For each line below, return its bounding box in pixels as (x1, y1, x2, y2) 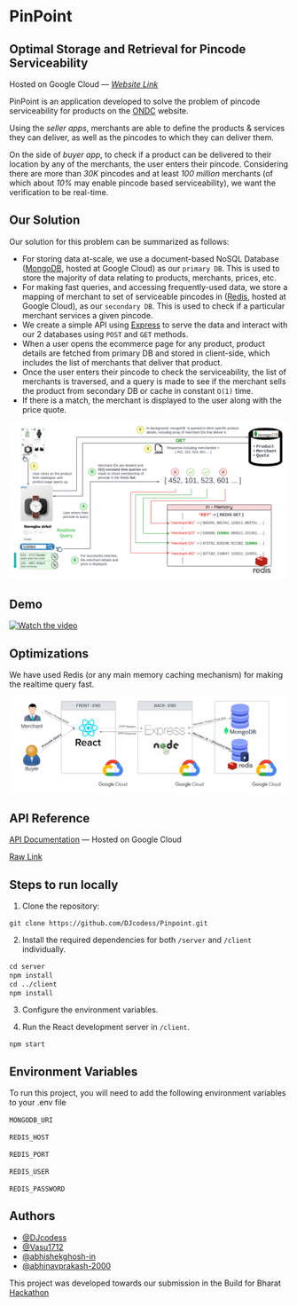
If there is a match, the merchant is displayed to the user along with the (21, 395, 282, 405)
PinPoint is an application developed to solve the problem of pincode (9, 96, 261, 106)
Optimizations (9, 646, 89, 661)
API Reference (9, 811, 90, 826)
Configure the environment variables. (21, 1004, 159, 1015)
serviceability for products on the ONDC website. (9, 106, 189, 116)
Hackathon (9, 1286, 50, 1297)
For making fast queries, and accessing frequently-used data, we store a (21, 281, 288, 292)
